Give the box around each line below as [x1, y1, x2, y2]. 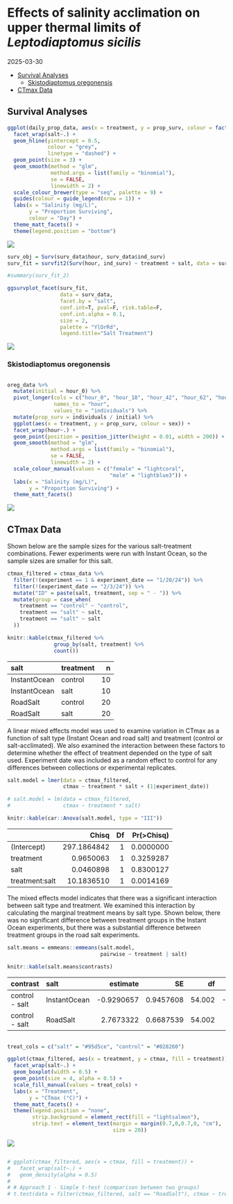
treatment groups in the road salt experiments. [7, 930, 140, 939]
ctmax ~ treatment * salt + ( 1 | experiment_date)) [62, 783, 209, 790]
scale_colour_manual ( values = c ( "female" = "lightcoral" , [13, 465, 185, 472]
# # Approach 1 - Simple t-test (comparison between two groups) [7, 1184, 200, 1191]
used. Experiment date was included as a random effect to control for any [7, 756, 218, 764]
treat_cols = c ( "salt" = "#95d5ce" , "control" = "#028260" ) [7, 1043, 185, 1050]
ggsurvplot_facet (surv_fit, [7, 285, 89, 292]
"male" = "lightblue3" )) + [110, 471, 188, 479]
